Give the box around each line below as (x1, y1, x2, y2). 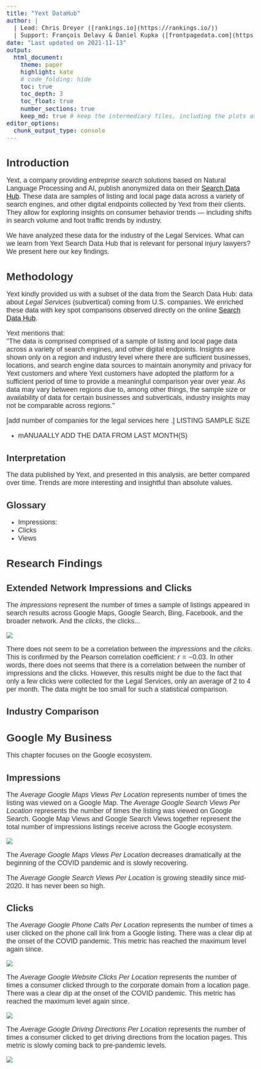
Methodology (6, 270, 74, 283)
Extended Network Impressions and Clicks (6, 582, 192, 593)
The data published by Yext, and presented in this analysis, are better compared (6, 470, 250, 479)
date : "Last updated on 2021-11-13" (6, 39, 127, 47)
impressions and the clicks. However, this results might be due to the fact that (6, 669, 242, 677)
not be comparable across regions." (6, 401, 115, 410)
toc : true (20, 83, 53, 91)
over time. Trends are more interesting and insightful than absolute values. (6, 478, 233, 487)
